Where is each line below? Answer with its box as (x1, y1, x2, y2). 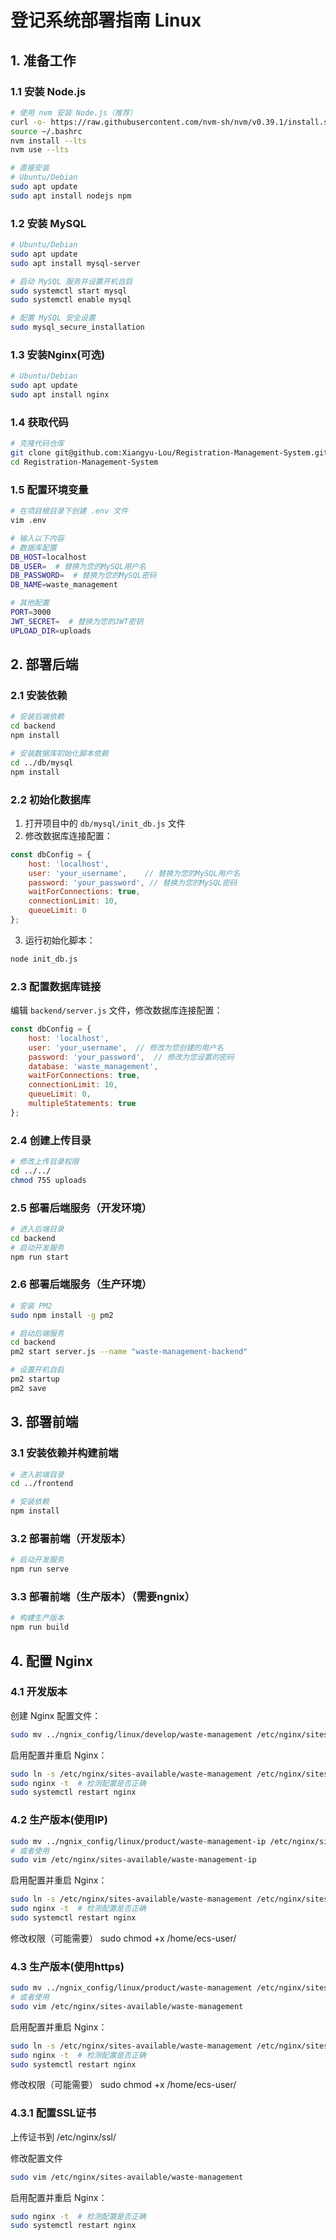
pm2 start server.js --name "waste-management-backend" (10, 1347, 248, 1357)
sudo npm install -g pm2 (10, 1310, 114, 1320)
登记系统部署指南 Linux (10, 9, 202, 32)
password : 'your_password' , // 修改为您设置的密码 (28, 1052, 235, 1062)
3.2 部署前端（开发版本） (10, 1531, 132, 1545)
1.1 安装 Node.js (10, 84, 87, 98)
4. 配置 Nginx (10, 1652, 94, 1670)
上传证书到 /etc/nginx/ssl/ (10, 2131, 117, 2143)
